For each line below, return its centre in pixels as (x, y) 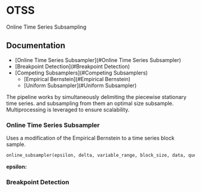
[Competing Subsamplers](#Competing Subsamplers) (81, 73)
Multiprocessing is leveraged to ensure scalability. (68, 109)
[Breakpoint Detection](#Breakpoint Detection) (72, 66)
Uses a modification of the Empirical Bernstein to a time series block (90, 138)
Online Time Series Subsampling (46, 27)
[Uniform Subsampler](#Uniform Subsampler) (80, 85)
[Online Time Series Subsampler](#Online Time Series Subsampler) (98, 60)
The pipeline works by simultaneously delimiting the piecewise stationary (96, 97)
